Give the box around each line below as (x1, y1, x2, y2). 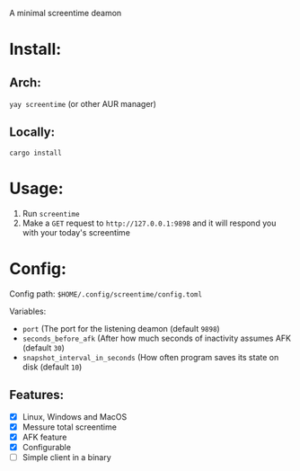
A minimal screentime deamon (9, 8, 122, 18)
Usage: (9, 179, 65, 199)
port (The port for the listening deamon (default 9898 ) (22, 323, 220, 333)
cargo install (9, 148, 63, 157)
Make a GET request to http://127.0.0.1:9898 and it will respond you (22, 218, 277, 228)
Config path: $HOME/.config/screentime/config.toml (9, 288, 203, 299)
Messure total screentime (22, 422, 117, 432)
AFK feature (22, 431, 67, 442)
